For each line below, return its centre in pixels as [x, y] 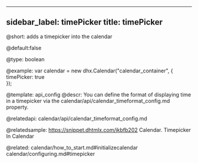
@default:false [24, 48]
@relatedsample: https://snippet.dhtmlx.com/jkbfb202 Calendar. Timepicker [99, 129]
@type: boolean [26, 59]
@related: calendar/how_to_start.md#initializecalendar [72, 147]
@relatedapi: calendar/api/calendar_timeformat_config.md [77, 118]
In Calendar [20, 136]
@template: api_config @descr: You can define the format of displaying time [99, 94]
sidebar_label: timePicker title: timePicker [85, 22]
